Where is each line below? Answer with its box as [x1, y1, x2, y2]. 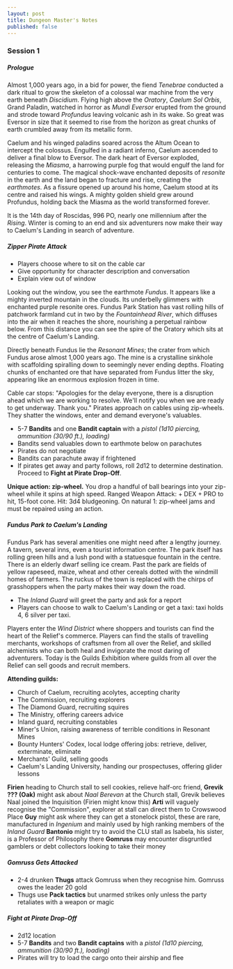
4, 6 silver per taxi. [17, 610, 71, 620]
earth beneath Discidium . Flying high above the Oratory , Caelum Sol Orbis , [7, 95, 222, 104]
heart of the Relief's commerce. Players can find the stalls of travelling [7, 631, 209, 640]
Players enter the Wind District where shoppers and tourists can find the [7, 624, 214, 633]
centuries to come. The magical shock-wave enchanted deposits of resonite [7, 168, 226, 177]
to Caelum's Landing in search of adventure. [7, 226, 134, 235]
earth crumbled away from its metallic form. [7, 125, 133, 134]
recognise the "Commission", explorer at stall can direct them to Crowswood [7, 805, 227, 814]
